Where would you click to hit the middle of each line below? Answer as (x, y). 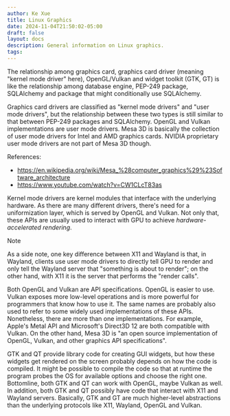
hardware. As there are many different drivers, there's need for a (99, 205)
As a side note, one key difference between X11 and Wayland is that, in (107, 254)
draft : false (26, 33)
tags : (15, 52)
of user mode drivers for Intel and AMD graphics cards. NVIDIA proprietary (113, 136)
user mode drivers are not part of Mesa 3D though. (79, 143)
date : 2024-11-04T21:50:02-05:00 (55, 26)
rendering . (57, 227)
